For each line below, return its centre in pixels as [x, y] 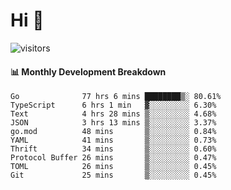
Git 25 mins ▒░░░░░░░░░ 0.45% [113, 175]
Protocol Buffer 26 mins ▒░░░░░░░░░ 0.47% [113, 158]
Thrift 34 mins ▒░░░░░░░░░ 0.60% [113, 149]
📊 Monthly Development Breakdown [88, 71]
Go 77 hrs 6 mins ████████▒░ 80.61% [116, 97]
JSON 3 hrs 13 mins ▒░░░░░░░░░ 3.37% [113, 123]
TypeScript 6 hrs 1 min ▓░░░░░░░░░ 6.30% [113, 105]
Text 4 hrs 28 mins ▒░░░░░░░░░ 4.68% [113, 114]
